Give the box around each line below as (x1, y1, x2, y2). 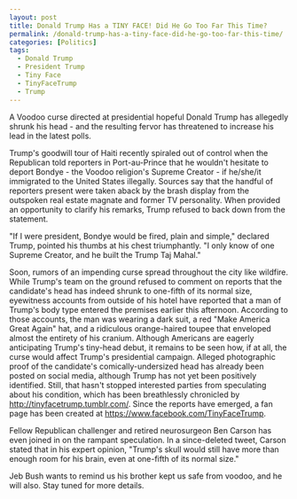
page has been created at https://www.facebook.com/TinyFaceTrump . (9, 408, 267, 418)
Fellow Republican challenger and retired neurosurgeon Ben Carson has (9, 425, 272, 435)
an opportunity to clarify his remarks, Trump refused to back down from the (9, 204, 285, 214)
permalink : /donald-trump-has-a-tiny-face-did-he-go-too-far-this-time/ (9, 29, 284, 38)
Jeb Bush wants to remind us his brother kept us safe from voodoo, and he (9, 471, 283, 481)
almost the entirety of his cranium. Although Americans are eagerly (9, 332, 254, 343)
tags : (9, 46, 29, 55)
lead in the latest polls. (9, 130, 91, 141)
